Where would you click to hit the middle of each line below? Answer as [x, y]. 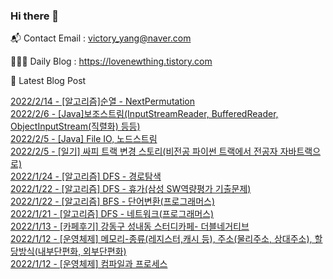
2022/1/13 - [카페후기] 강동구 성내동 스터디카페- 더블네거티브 [130, 226]
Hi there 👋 [35, 16]
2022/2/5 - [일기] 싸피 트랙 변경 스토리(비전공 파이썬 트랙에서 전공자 [144, 151]
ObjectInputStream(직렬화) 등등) [75, 126]
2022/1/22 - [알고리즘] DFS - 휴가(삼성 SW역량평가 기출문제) [131, 189]
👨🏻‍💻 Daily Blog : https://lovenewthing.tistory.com [111, 61]
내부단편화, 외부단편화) [82, 251]
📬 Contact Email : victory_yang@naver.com [101, 38]
